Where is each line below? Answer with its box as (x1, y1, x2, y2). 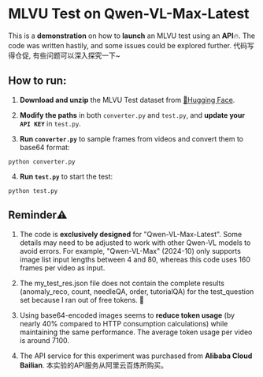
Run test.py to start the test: (19, 172, 113, 181)
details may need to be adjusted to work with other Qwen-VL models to (19, 238, 251, 247)
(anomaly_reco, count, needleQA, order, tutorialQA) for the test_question (19, 286, 254, 296)
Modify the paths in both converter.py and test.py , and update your (19, 110, 246, 119)
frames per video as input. (19, 262, 106, 273)
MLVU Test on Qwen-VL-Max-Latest (8, 5, 250, 23)
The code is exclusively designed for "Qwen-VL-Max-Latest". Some (19, 229, 243, 239)
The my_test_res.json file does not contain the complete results (19, 278, 224, 288)
